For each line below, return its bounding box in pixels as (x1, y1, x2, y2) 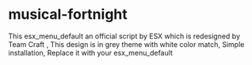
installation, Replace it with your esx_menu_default (8, 48, 173, 57)
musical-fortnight (8, 5, 128, 23)
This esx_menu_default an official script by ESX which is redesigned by (8, 31, 240, 41)
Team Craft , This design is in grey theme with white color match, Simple (8, 39, 245, 49)
